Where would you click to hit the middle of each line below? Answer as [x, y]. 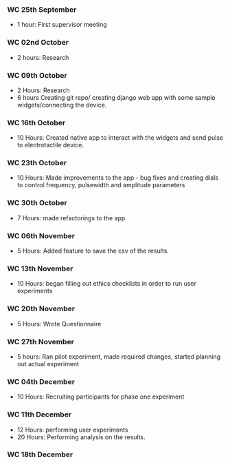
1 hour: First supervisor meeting [62, 25]
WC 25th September [42, 10]
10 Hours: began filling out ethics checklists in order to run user [107, 284]
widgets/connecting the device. [62, 105]
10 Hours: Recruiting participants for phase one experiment [101, 397]
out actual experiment [48, 363]
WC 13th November [40, 268]
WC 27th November [41, 341]
